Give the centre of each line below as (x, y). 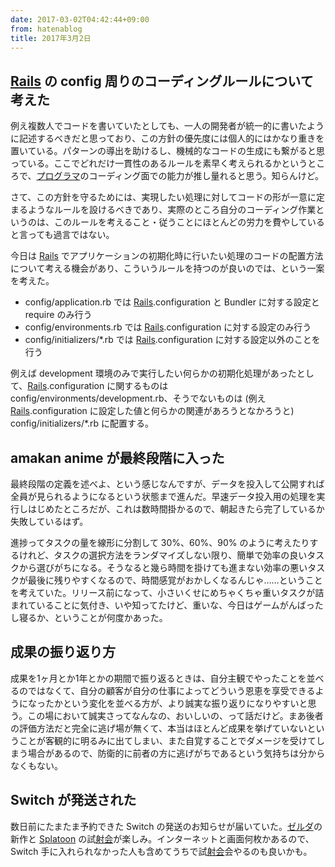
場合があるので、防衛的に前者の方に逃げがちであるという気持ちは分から (176, 753)
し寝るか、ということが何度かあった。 (89, 617)
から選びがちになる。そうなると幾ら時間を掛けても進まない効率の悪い (163, 567)
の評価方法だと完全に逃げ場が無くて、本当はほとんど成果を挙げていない (159, 728)
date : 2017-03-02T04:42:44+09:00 (80, 19)
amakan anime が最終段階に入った (117, 457)
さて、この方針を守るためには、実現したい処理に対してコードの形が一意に (163, 197)
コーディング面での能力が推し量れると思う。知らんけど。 (206, 176)
